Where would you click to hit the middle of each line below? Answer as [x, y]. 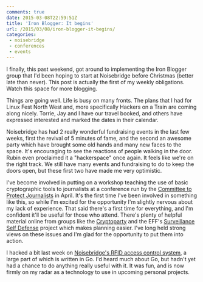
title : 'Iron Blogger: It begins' [50, 23]
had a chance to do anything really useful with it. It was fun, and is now [95, 266]
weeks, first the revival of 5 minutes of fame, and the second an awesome [99, 138]
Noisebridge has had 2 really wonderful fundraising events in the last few [98, 131]
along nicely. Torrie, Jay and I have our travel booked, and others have [95, 113]
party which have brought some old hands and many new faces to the [94, 145]
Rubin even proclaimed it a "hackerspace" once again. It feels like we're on [100, 157]
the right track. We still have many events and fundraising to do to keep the [100, 164]
